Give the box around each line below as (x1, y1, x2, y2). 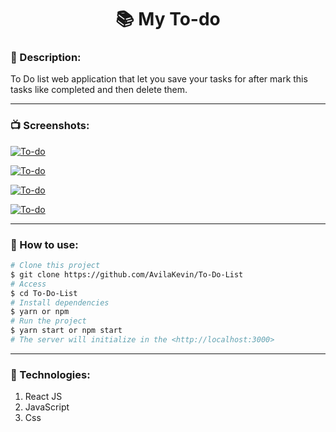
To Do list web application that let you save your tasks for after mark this (10, 73, 308, 85)
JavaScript (24, 401, 70, 413)
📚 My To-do (115, 8, 221, 31)
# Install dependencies (10, 297, 110, 308)
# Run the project (10, 316, 87, 326)
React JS (24, 391, 63, 403)
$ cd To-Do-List (10, 288, 78, 298)
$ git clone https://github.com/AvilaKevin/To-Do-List (10, 269, 244, 280)
